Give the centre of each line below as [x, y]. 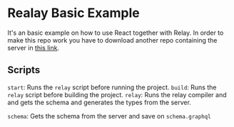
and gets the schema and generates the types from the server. [99, 102]
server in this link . [33, 48]
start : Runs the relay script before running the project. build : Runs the [112, 87]
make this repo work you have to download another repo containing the [112, 40]
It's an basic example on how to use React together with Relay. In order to [116, 33]
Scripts [24, 70]
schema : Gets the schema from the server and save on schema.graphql [110, 116]
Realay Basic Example [74, 13]
